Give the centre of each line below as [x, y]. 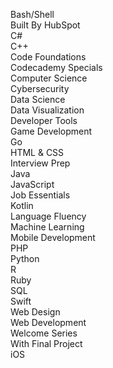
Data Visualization [47, 110]
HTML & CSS [37, 152]
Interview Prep [40, 163]
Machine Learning [47, 227]
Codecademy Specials [56, 67]
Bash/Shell [32, 14]
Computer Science [49, 78]
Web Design [35, 312]
